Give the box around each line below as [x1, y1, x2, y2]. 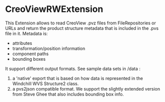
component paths [12, 51, 49, 57]
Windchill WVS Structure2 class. [12, 81, 79, 87]
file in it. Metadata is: [5, 30, 48, 36]
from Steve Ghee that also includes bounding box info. [12, 91, 124, 97]
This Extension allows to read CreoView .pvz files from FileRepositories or [5, 20, 156, 26]
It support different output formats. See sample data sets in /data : [5, 66, 141, 72]
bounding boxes [12, 56, 46, 62]
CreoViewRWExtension [5, 3, 103, 15]
